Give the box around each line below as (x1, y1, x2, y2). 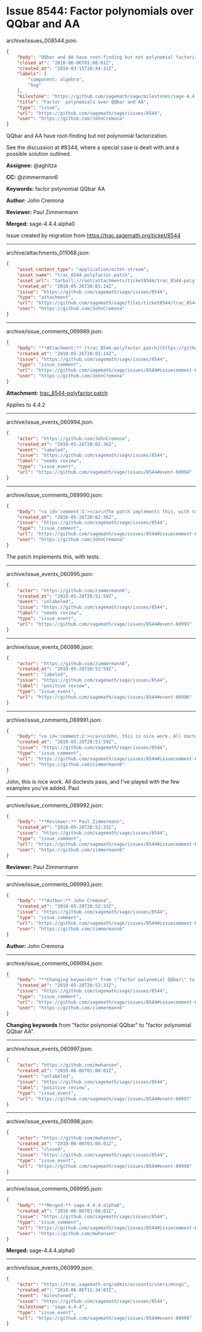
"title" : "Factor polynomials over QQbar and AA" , (17, 99, 149, 105)
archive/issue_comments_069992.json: (6, 802, 103, 809)
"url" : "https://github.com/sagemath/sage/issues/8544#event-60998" (17, 1163, 192, 1169)
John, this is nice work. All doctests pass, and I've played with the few (6, 778, 180, 785)
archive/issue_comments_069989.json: (6, 327, 103, 335)
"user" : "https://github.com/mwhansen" (17, 1230, 117, 1236)
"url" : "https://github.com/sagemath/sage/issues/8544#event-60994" (17, 469, 192, 475)
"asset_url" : (17, 277, 50, 283)
